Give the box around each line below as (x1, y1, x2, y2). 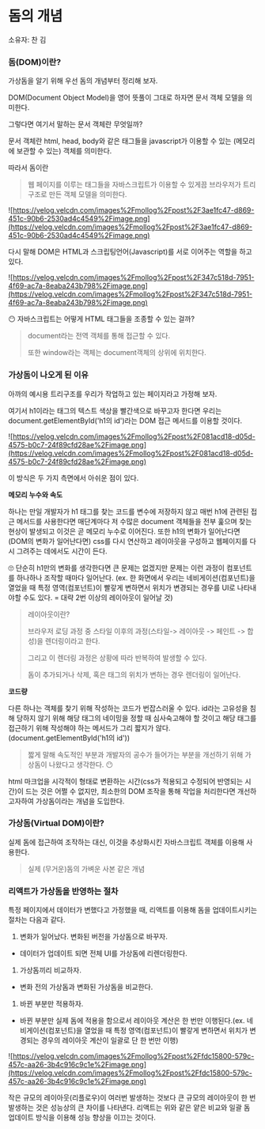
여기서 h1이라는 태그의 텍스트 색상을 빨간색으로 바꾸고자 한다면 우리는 (8, 406, 222, 415)
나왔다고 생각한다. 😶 (48, 760, 113, 769)
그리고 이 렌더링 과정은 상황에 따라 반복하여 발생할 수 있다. (27, 653, 207, 663)
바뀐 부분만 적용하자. (19, 999, 84, 1009)
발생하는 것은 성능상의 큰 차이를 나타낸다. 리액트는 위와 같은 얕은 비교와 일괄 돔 (8, 1103, 251, 1112)
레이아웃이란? (27, 610, 70, 619)
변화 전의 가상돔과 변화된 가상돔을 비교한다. (19, 982, 153, 992)
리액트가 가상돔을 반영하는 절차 (8, 885, 119, 897)
